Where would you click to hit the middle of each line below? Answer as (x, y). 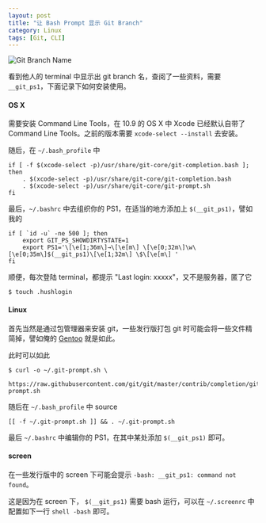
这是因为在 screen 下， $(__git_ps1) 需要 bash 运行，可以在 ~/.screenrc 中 (131, 501)
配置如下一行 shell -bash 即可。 (61, 511)
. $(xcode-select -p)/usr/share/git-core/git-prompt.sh (117, 186)
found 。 (21, 484)
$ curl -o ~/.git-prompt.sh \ (58, 370)
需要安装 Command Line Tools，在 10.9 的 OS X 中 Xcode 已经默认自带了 (127, 124)
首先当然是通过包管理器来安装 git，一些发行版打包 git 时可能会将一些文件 (127, 328)
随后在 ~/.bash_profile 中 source (63, 407)
